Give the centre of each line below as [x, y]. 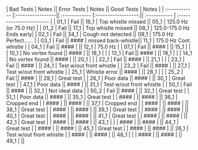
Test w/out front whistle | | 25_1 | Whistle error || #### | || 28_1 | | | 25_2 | [95, 72]
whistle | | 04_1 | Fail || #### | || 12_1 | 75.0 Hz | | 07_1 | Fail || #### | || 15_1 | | [98, 47]
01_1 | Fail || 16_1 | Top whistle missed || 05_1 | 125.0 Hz [123, 22]
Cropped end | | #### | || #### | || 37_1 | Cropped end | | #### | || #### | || [98, 103]
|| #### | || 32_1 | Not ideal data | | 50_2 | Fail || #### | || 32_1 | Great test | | [98, 91]
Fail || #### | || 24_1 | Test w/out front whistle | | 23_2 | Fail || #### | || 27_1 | [98, 66]
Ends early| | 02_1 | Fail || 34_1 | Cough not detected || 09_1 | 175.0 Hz [90, 34]
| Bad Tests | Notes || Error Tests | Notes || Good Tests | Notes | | [85, 9]
